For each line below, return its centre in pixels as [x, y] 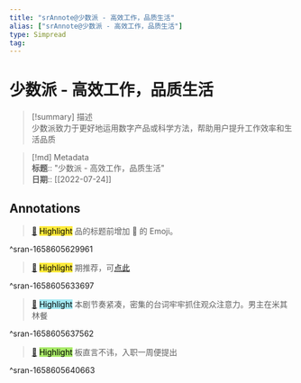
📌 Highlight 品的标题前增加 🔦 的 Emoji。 [105, 231]
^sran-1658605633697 [52, 286]
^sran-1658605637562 [52, 333]
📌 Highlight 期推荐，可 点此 [81, 268]
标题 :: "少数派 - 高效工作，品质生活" [98, 169]
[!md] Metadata [60, 158]
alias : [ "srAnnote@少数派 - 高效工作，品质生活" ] [96, 26]
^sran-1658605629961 [51, 249]
